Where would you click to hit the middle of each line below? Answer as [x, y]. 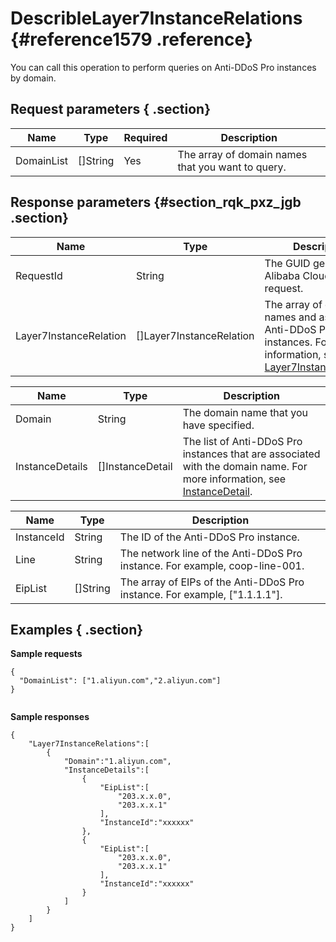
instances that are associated [251, 454]
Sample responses [50, 717]
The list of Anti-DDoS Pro [242, 441]
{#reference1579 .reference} [131, 39]
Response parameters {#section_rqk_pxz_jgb [156, 202]
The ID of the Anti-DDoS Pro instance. [209, 537]
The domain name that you [245, 412]
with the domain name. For [245, 466]
